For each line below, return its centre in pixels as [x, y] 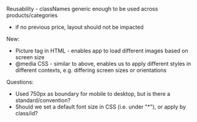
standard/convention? [43, 100]
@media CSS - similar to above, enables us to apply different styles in [103, 64]
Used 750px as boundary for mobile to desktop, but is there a [93, 94]
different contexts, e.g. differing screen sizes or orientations [91, 70]
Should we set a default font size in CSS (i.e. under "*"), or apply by [101, 107]
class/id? [26, 113]
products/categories [32, 15]
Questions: [20, 82]
